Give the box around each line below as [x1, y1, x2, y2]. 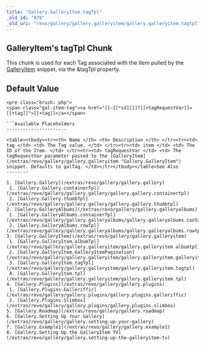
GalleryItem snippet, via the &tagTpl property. [6, 65, 121, 73]
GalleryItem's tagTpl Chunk [6, 43, 113, 53]
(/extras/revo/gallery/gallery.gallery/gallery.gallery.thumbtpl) [6, 201, 179, 207]
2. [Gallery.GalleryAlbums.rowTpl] [9, 222, 99, 228]
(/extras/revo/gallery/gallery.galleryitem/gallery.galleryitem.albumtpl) [6, 244, 201, 250]
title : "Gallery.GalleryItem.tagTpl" [6, 9, 103, 15]
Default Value [6, 83, 59, 93]
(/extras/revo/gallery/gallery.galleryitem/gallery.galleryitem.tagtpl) [6, 265, 195, 271]
